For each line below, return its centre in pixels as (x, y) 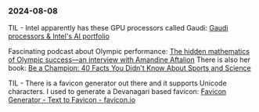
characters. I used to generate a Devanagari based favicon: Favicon (117, 92)
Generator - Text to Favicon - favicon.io (72, 100)
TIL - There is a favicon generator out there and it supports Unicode (117, 83)
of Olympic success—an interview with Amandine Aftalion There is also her (129, 60)
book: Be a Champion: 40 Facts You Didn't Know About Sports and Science (130, 68)
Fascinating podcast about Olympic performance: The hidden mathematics (129, 52)
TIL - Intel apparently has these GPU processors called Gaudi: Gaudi (118, 28)
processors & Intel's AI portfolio (59, 36)
